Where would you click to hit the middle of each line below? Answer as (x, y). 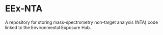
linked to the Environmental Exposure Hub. (48, 27)
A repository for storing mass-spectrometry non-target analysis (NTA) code (81, 22)
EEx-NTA (24, 9)
